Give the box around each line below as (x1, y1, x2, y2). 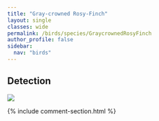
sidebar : (7, 43, 33, 50)
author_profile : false (7, 36, 74, 43)
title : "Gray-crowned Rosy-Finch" (7, 10, 109, 17)
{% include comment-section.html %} (7, 106, 117, 115)
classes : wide (7, 23, 49, 30)
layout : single (7, 17, 52, 24)
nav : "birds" (13, 50, 52, 57)
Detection (7, 75, 51, 87)
